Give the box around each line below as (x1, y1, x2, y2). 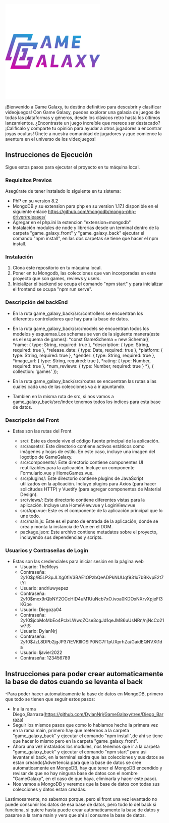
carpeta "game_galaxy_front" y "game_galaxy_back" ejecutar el (12, 230, 145, 236)
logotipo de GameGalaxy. (20, 454, 73, 460)
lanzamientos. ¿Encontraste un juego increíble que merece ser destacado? (5, 120, 160, 126)
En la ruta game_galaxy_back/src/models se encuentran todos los (12, 325, 149, 332)
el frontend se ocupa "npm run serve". (12, 286, 92, 292)
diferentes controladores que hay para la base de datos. (12, 315, 130, 321)
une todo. (20, 513, 40, 519)
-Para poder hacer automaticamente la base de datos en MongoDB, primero (5, 691, 163, 697)
